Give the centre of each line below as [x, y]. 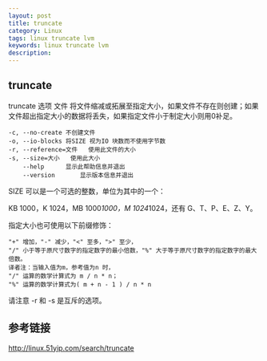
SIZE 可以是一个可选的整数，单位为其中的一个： [87, 191]
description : [30, 53]
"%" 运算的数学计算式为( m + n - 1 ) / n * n [80, 284]
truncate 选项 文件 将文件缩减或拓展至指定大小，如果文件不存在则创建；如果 [133, 106]
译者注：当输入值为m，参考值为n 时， [61, 267]
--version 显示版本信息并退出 [78, 175]
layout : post [30, 16]
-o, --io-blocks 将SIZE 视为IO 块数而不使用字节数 [87, 141]
